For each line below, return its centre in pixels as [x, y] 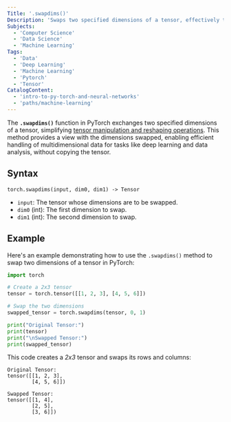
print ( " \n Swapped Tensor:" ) [47, 338]
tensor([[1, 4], [30, 400]
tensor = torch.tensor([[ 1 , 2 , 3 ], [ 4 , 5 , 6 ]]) [77, 294]
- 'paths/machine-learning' [54, 103]
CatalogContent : [30, 90]
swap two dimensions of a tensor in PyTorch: [71, 262]
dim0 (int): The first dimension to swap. [72, 209]
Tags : [15, 52]
